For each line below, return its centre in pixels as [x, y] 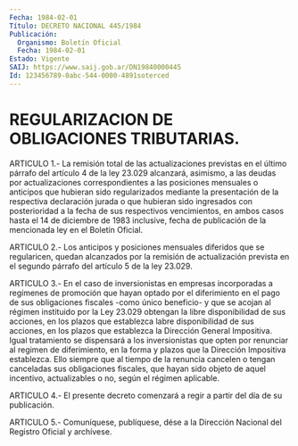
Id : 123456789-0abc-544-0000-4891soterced [89, 76]
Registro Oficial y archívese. [61, 431]
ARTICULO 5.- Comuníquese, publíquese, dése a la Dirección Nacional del [146, 422]
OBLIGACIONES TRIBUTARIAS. [124, 138]
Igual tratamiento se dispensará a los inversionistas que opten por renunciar [149, 340]
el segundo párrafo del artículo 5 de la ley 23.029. [101, 266]
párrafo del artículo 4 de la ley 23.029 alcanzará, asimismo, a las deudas [143, 173]
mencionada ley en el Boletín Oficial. [76, 229]
